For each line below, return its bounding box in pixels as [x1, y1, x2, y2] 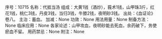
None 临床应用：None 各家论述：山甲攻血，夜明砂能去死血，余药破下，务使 [5, 22, 157, 28]
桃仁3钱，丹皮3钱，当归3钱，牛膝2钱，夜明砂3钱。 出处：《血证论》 [19, 10, 156, 16]
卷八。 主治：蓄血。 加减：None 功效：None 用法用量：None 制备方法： [5, 17, 150, 22]
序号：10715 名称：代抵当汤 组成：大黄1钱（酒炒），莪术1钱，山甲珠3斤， [5, 4, 151, 10]
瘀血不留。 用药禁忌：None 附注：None [5, 29, 85, 34]
